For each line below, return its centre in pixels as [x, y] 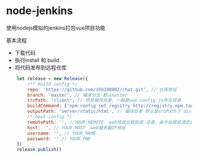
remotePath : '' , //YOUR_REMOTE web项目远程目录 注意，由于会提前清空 [109, 122]
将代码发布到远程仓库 [40, 67]
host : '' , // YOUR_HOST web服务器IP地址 [77, 127]
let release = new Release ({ [52, 78]
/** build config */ [52, 84]
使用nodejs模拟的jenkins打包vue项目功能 [56, 28]
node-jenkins [39, 11]
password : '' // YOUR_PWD [59, 139]
